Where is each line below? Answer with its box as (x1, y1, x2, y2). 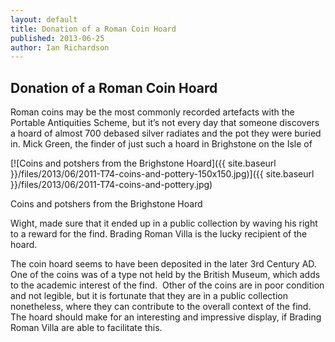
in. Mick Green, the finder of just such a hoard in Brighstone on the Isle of (10, 138, 313, 150)
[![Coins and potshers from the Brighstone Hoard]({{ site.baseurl (10, 157, 277, 170)
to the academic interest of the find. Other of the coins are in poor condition (10, 279, 325, 291)
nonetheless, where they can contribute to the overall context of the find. (10, 301, 312, 313)
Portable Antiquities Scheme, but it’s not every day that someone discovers (10, 117, 320, 129)
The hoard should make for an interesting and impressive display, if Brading (10, 311, 322, 323)
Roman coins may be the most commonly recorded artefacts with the (10, 106, 295, 118)
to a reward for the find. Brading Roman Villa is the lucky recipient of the (10, 228, 308, 240)
